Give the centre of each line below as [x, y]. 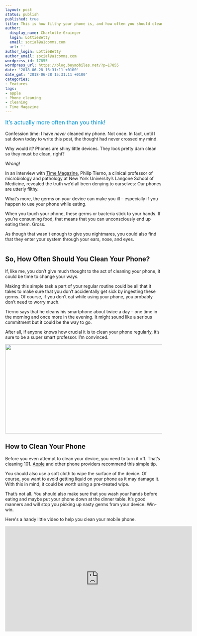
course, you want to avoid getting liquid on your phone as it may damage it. [82, 479]
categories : [17, 79]
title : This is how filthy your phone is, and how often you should [78, 24]
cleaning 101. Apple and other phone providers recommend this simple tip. [81, 464]
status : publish [22, 14]
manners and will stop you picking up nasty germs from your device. [75, 504]
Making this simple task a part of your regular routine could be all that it [78, 286]
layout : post [19, 10]
